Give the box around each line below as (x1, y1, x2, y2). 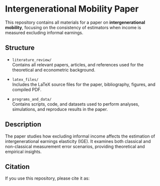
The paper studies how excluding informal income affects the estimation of (5, 133, 156, 139)
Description (5, 120, 41, 129)
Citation (5, 162, 30, 170)
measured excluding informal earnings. (5, 30, 84, 35)
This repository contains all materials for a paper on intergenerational (5, 19, 145, 25)
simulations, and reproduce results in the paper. (12, 106, 108, 112)
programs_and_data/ (12, 97, 52, 102)
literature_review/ (12, 57, 52, 62)
